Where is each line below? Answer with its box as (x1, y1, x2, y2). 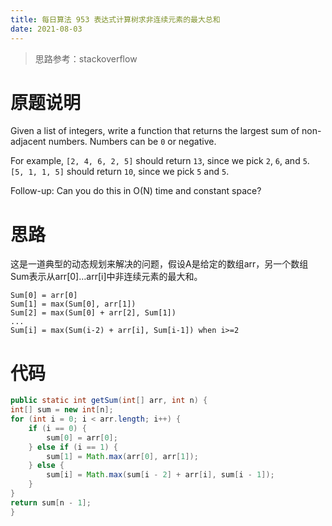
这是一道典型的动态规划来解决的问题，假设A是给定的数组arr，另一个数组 (10, 258, 309, 270)
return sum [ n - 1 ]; (10, 497, 92, 508)
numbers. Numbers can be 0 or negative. (48, 136, 217, 148)
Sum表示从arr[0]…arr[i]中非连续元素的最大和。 (10, 271, 203, 283)
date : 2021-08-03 (10, 24, 83, 34)
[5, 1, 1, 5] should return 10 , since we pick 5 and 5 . (10, 166, 230, 178)
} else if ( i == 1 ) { (28, 442, 118, 452)
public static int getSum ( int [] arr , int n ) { (10, 396, 208, 406)
